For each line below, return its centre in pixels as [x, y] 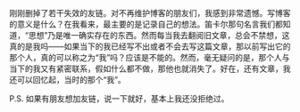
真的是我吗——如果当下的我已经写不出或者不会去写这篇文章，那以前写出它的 [150, 46]
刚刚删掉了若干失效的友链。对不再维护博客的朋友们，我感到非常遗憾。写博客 [150, 13]
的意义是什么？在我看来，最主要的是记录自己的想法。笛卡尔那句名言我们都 [146, 24]
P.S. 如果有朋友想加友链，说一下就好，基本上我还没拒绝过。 [119, 99]
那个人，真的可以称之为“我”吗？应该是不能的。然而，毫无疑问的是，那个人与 [150, 57]
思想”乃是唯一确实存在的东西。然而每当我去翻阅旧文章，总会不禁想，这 [159, 35]
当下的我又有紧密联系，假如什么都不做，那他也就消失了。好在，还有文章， [146, 68]
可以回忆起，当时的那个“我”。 [71, 80]
